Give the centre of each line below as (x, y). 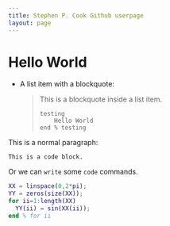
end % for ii (30, 216)
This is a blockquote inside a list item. (101, 99)
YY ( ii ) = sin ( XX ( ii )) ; (53, 209)
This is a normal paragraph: (53, 143)
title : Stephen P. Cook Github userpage (76, 15)
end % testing (63, 128)
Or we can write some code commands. (73, 172)
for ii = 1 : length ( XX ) (42, 201)
